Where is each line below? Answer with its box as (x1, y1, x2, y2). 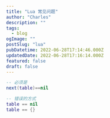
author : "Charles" (6, 14, 51, 20)
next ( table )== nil (6, 85, 49, 91)
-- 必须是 (6, 80, 28, 86)
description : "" (6, 19, 46, 25)
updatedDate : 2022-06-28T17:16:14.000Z (6, 53, 104, 58)
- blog (11, 31, 28, 37)
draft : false (6, 63, 38, 70)
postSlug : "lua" (6, 42, 46, 48)
